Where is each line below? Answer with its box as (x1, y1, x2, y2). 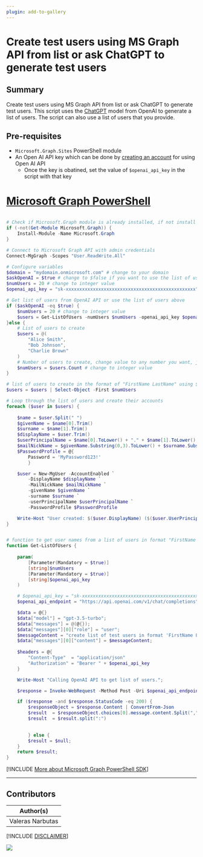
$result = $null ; (28, 738, 71, 744)
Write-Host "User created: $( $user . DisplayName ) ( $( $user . (17, 515, 169, 521)
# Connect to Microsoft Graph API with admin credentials (6, 247, 155, 253)
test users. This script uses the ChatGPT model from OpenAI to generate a (6, 107, 192, 114)
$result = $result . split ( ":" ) (28, 715, 107, 721)
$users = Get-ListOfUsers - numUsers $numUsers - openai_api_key (17, 314, 180, 320)
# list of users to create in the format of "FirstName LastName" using (6, 381, 193, 387)
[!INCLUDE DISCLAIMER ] (6, 832, 69, 839)
